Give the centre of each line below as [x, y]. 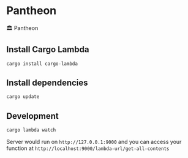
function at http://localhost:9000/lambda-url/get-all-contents [88, 148]
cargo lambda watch [31, 130]
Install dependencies [47, 83]
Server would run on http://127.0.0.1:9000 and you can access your [94, 142]
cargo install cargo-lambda [42, 64]
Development [33, 116]
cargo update [23, 97]
